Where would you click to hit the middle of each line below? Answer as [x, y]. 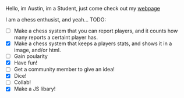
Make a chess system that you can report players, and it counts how [96, 31]
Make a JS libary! [35, 89]
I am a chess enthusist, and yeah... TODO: [56, 19]
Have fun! [26, 63]
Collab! [22, 82]
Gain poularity [31, 56]
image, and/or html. [37, 50]
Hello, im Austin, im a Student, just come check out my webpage [83, 8]
